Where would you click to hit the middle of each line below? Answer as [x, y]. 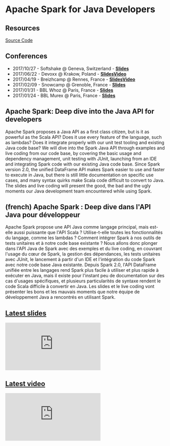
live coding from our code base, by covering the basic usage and [73, 153]
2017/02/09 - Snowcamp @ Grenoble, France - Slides [69, 84]
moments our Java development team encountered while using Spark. [79, 191]
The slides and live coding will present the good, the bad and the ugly [78, 185]
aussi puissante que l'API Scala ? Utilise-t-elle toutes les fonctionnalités [88, 233]
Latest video [25, 384]
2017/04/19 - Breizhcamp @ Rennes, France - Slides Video [74, 79]
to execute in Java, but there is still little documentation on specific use [79, 175]
